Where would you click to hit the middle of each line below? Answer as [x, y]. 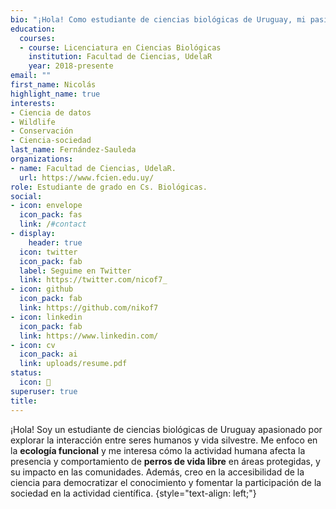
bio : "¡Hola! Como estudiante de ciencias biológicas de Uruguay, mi [158, 19]
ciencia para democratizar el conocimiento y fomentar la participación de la [166, 482]
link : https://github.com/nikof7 [89, 308]
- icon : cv [33, 345]
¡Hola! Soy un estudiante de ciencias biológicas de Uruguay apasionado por [166, 429]
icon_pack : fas [51, 215]
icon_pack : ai [48, 354]
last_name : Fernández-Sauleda [73, 150]
